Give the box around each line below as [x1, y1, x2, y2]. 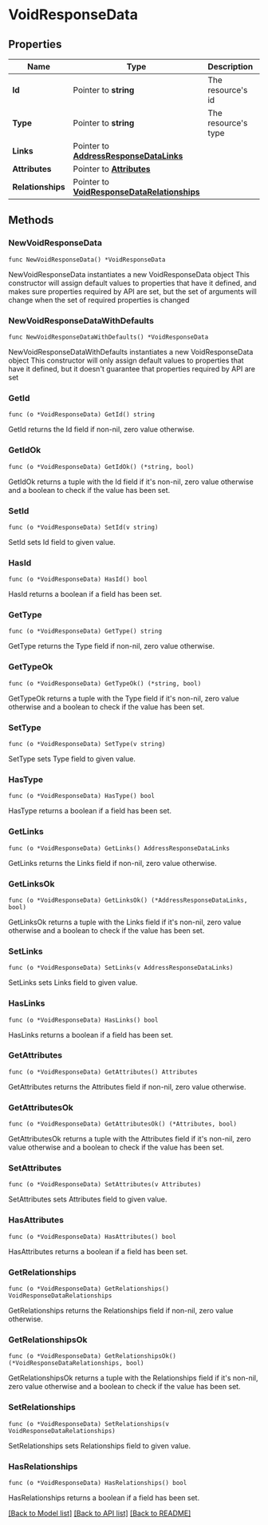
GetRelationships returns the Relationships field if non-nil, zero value [8, 1306, 234, 1316]
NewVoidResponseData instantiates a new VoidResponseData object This [8, 269, 250, 279]
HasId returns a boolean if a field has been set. [8, 590, 162, 599]
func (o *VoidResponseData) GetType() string [8, 627, 162, 636]
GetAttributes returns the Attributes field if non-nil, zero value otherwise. [8, 1082, 246, 1091]
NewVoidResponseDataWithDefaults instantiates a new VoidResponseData [8, 347, 254, 356]
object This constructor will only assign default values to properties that [8, 355, 245, 365]
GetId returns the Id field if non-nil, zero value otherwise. [8, 425, 195, 435]
